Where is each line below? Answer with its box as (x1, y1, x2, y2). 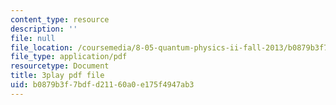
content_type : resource (10, 14, 110, 25)
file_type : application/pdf (10, 52, 128, 62)
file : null (10, 33, 56, 43)
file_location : (10, 42, 74, 53)
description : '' (10, 24, 78, 34)
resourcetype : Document (10, 61, 110, 71)
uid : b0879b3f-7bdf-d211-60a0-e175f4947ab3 (10, 80, 195, 90)
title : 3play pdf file (10, 71, 105, 81)
